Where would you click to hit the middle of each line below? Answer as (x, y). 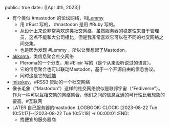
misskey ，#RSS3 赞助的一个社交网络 (51, 82)
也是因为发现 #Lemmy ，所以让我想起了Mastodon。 (75, 50)
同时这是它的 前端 (38, 76)
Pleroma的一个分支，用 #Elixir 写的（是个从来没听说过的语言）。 (87, 63)
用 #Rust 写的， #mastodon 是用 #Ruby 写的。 (69, 24)
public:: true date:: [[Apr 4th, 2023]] (42, 7)
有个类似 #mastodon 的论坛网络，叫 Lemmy (58, 18)
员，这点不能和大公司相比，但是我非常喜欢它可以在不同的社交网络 (89, 37)
